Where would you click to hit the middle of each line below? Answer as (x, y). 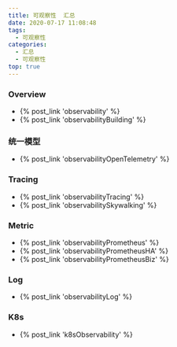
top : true (24, 67)
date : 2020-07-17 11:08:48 (52, 23)
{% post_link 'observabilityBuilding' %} (83, 120)
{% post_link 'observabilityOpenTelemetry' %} (94, 159)
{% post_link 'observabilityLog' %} (76, 297)
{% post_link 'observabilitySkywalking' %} (88, 205)
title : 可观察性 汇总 (42, 15)
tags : (17, 30)
